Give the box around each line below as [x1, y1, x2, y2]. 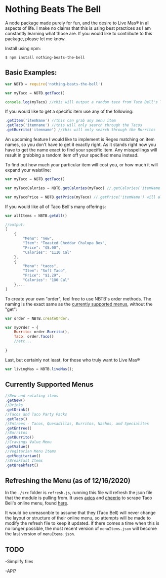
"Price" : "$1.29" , [23, 273, 61, 278]
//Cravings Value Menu [5, 439, 52, 445]
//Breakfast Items [5, 458, 43, 463]
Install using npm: [5, 45, 41, 51]
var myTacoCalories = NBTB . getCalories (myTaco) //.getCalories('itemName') [5, 185, 165, 191]
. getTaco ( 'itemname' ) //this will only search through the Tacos [5, 123, 142, 128]
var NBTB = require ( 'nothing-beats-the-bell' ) [5, 81, 103, 86]
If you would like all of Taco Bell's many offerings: [5, 204, 106, 210]
